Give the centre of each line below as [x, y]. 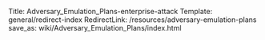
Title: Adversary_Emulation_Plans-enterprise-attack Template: [110, 11]
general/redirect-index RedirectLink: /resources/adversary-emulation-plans [132, 20]
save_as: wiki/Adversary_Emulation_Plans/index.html [95, 28]
